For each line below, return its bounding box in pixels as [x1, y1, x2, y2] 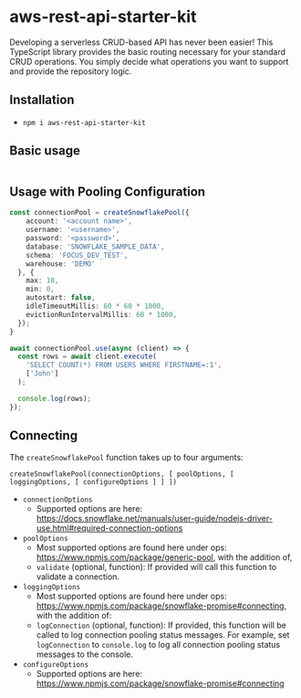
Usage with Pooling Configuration [9, 184, 206, 199]
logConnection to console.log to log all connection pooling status [36, 640, 281, 650]
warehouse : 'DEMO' [26, 259, 96, 269]
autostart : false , [26, 293, 96, 302]
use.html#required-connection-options [36, 523, 183, 534]
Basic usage [9, 143, 80, 159]
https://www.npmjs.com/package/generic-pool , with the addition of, [36, 552, 293, 563]
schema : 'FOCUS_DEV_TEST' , [26, 250, 129, 259]
